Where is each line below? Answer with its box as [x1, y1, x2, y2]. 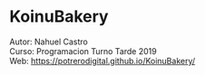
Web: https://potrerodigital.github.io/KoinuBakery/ [9, 55, 196, 66]
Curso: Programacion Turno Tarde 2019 [9, 45, 157, 56]
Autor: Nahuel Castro [9, 36, 88, 47]
